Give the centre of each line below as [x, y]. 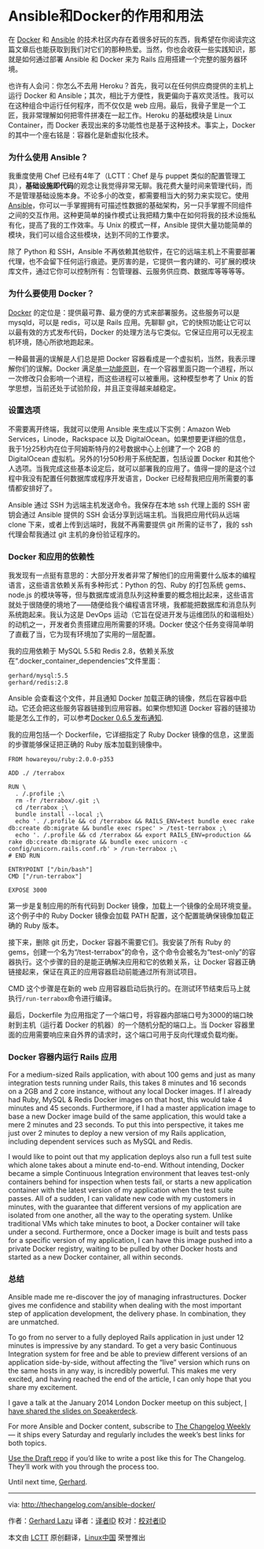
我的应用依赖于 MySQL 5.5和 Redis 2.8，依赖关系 [88, 651]
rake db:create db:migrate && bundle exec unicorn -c [98, 842]
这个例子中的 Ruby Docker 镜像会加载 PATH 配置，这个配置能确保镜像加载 [128, 916]
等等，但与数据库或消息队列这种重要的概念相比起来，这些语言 [154, 595]
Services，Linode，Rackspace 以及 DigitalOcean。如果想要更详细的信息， [129, 438]
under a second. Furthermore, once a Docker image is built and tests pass [128, 1232]
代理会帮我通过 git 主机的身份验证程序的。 [76, 534]
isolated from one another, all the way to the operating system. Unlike [121, 1215]
